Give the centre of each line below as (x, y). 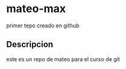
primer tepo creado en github (43, 25)
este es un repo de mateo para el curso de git (63, 59)
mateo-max (36, 9)
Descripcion (30, 44)
